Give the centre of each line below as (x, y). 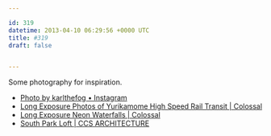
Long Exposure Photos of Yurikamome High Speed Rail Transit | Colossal (141, 106)
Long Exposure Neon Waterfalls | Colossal (90, 115)
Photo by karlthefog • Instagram (73, 98)
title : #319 (28, 38)
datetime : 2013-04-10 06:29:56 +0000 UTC (79, 30)
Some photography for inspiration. (65, 82)
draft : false (30, 45)
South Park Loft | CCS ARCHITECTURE (85, 124)
